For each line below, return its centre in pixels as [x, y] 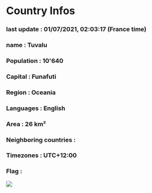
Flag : [14, 171]
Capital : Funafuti [31, 76]
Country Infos [41, 11]
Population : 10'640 [35, 61]
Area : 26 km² [26, 124]
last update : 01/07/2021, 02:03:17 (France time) [76, 29]
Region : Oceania [31, 92]
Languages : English [36, 108]
